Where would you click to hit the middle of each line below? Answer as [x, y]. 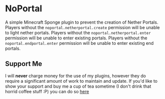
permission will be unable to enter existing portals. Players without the [76, 38]
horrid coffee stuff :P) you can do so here [47, 91]
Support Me [24, 64]
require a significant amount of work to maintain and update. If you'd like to [81, 81]
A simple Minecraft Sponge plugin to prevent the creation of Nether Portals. [82, 22]
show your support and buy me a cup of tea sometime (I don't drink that [78, 86]
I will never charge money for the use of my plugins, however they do [76, 76]
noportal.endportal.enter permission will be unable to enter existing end [80, 43]
